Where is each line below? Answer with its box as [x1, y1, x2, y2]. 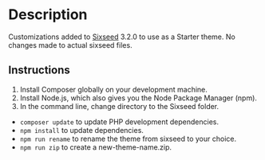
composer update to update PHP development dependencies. [19, 117, 220, 127]
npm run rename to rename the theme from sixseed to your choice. [19, 134, 237, 143]
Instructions [8, 64, 70, 77]
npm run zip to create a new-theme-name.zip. [19, 142, 172, 152]
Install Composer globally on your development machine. [19, 84, 208, 94]
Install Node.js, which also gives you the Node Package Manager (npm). [19, 93, 258, 103]
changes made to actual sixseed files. [8, 40, 133, 49]
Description [8, 6, 88, 24]
